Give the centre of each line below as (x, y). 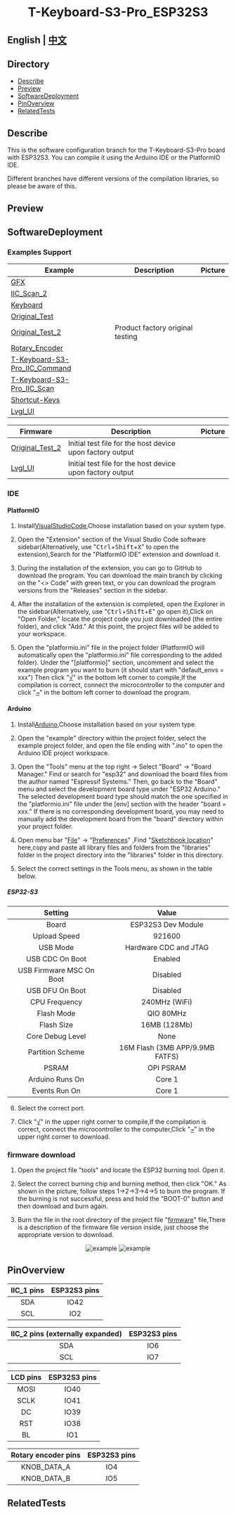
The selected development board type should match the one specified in (123, 796)
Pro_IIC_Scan (33, 389)
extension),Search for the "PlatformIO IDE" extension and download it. (119, 554)
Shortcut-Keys (35, 400)
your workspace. (42, 634)
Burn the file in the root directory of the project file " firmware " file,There (122, 1219)
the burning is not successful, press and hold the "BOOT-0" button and (120, 1198)
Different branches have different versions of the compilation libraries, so (113, 179)
